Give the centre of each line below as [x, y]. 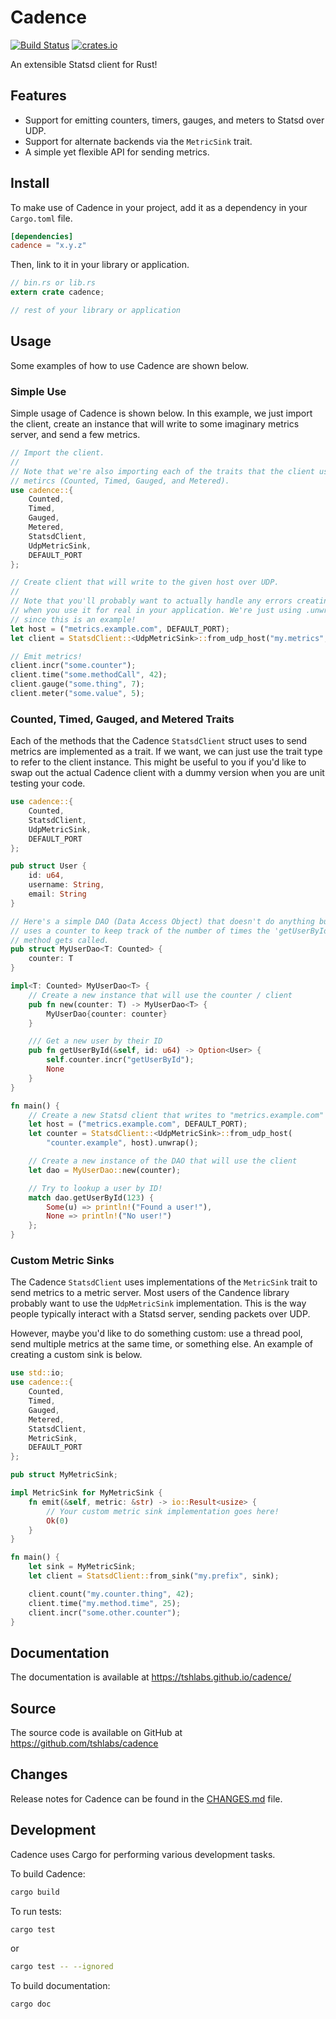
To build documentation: [60, 1986]
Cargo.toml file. [41, 218]
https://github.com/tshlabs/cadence [84, 1743]
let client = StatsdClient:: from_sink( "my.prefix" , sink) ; [154, 1576]
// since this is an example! [73, 619]
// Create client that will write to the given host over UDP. [145, 582]
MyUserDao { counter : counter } [107, 1014]
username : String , [66, 885]
